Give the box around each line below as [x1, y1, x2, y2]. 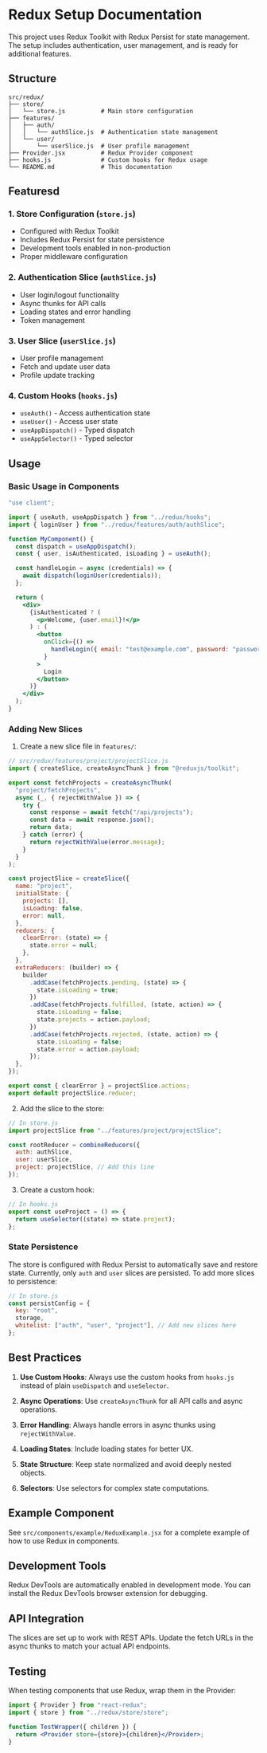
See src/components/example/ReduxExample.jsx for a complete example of [8, 1527, 250, 1537]
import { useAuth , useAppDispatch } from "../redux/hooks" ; [8, 513, 212, 521]
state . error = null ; [29, 941, 98, 949]
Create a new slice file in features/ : [19, 741, 137, 751]
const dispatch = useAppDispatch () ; [15, 542, 137, 551]
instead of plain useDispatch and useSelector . [19, 1381, 169, 1390]
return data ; [29, 823, 73, 831]
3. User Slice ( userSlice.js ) [8, 335, 117, 346]
